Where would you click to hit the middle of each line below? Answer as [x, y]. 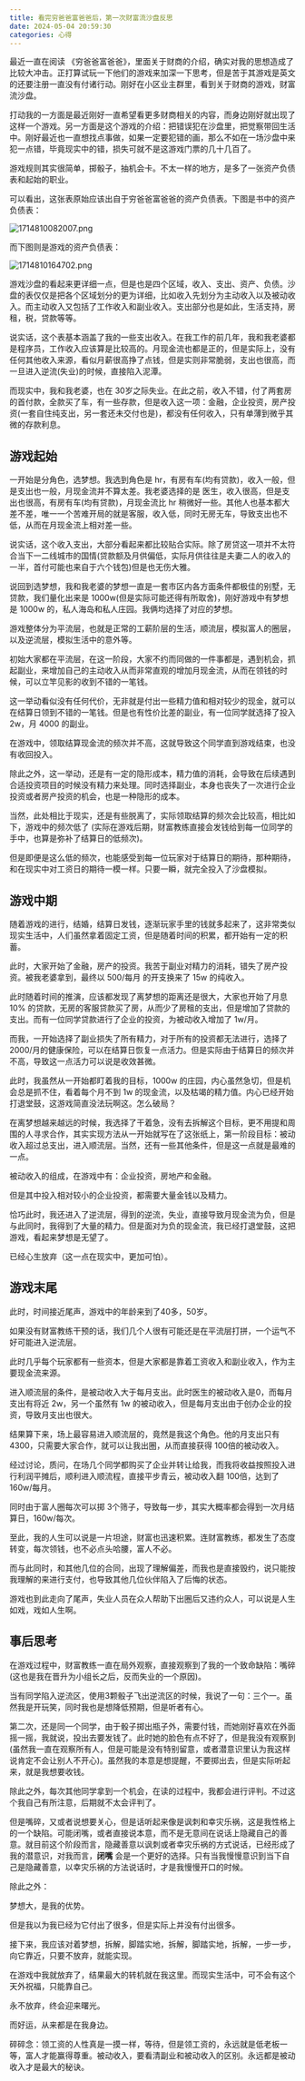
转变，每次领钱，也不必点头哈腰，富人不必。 [93, 1548]
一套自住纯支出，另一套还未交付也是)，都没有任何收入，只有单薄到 [145, 413]
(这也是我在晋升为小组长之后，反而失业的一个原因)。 [108, 1676]
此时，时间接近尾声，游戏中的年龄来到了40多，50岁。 [111, 1311]
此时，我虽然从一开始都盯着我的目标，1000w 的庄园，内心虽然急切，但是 [146, 1080]
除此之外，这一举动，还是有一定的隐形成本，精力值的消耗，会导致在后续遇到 [152, 774]
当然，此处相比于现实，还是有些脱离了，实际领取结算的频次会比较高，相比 [148, 816]
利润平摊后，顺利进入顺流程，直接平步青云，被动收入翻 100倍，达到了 [148, 1475]
